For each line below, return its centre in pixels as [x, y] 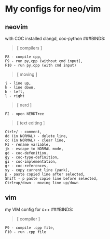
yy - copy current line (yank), [37, 170]
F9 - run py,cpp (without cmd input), [44, 61]
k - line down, [20, 87]
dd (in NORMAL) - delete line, [36, 136]
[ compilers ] [29, 48]
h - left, [15, 92]
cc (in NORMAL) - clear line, [35, 140]
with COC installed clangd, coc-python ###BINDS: [55, 38]
